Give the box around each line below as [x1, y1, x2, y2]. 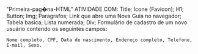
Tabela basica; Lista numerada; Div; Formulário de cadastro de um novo [6, 19, 188, 26]
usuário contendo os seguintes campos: [6, 25, 108, 32]
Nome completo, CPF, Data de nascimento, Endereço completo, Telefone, [6, 37, 193, 43]
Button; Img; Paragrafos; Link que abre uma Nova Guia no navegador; [6, 12, 182, 19]
